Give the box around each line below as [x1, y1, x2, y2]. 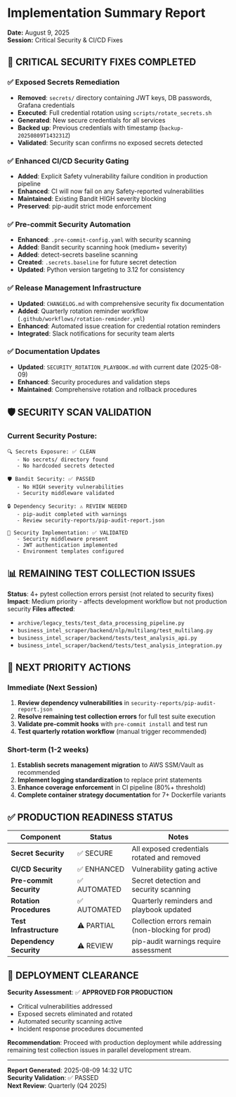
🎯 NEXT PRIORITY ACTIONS [7, 661, 131, 673]
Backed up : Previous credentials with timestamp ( [17, 123, 162, 132]
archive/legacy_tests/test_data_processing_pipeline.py [17, 620, 185, 627]
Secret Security [11, 848, 65, 858]
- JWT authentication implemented [16, 541, 118, 548]
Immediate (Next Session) [7, 682, 98, 692]
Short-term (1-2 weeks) [7, 744, 89, 754]
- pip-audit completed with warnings [16, 510, 128, 517]
